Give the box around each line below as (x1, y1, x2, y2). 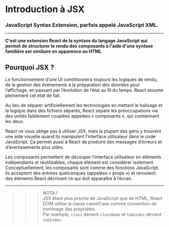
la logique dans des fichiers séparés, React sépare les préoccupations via (5, 107, 158, 114)
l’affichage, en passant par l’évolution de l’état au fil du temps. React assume (5, 87, 164, 93)
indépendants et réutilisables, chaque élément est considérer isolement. (5, 159, 155, 165)
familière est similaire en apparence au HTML (5, 48, 102, 54)
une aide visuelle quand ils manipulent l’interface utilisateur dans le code (5, 134, 156, 140)
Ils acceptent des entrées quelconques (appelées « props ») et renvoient (5, 170, 156, 176)
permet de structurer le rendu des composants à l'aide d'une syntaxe (5, 43, 153, 49)
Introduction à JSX (5, 4, 84, 15)
